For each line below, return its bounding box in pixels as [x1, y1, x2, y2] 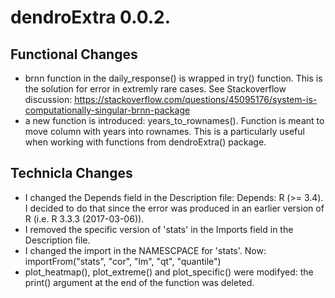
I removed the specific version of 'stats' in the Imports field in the [24, 223, 294, 235]
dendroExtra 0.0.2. [10, 6, 172, 29]
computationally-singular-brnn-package [24, 104, 191, 116]
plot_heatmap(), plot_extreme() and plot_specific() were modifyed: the [24, 266, 314, 278]
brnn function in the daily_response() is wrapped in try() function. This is [24, 72, 323, 84]
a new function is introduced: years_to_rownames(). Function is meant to [24, 115, 325, 126]
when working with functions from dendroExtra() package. [24, 136, 267, 148]
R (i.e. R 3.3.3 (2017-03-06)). [24, 212, 145, 225]
